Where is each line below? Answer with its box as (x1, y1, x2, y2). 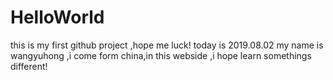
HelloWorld (10, 6, 105, 29)
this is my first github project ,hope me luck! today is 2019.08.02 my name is (10, 39, 324, 51)
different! (10, 60, 48, 72)
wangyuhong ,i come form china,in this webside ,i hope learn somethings (10, 49, 312, 61)
